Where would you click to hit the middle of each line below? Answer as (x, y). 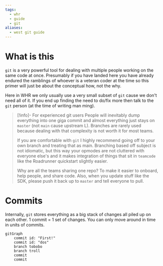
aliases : (14, 28)
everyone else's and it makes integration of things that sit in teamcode (86, 156)
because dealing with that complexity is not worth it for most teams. (85, 131)
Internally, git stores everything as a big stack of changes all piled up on (78, 214)
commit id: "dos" (31, 242)
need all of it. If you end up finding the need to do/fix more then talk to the (79, 100)
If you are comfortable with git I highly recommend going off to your (86, 140)
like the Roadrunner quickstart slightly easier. (62, 161)
